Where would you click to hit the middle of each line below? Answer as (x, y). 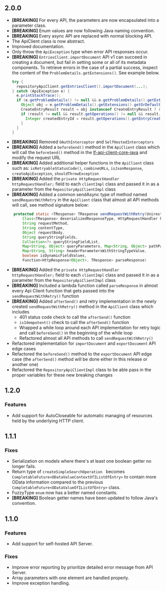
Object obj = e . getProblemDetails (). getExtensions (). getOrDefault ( (92, 105)
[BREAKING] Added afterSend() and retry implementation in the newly (84, 301)
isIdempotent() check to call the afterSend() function (74, 322)
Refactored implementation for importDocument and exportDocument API (84, 343)
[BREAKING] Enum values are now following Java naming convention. (83, 30)
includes (21, 312)
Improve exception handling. (41, 583)
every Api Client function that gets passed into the (63, 291)
